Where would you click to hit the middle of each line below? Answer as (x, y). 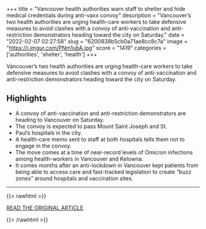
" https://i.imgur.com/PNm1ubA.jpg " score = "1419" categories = (86, 48)
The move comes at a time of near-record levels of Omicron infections (104, 152)
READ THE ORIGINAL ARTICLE (45, 208)
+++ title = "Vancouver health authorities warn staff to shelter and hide (96, 9)
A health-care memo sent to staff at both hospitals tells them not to (100, 139)
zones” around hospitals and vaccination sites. (74, 178)
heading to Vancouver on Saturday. (60, 119)
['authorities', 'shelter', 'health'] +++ (52, 54)
